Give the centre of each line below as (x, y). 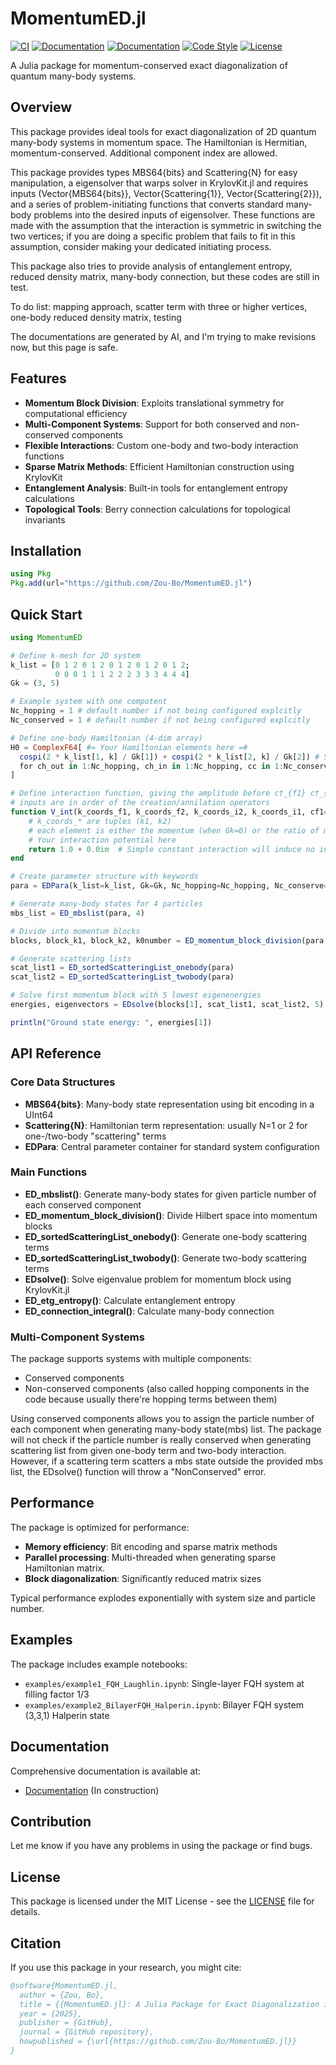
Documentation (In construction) (92, 1790)
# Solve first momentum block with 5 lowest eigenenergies (136, 995)
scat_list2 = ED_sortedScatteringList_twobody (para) (122, 977)
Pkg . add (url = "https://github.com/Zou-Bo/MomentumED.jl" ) (131, 583)
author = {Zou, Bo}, (62, 1995)
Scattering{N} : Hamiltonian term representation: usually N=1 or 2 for (166, 1125)
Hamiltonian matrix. (65, 1568)
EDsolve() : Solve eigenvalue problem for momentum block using (158, 1279)
